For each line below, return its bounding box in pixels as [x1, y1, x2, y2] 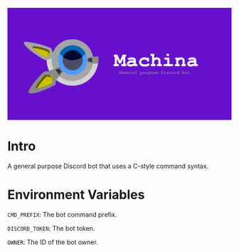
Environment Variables [7, 187, 145, 203]
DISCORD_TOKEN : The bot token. [7, 224, 95, 232]
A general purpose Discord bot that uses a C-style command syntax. [7, 162, 209, 170]
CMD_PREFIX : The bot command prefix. [7, 210, 117, 219]
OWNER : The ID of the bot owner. [7, 238, 98, 246]
